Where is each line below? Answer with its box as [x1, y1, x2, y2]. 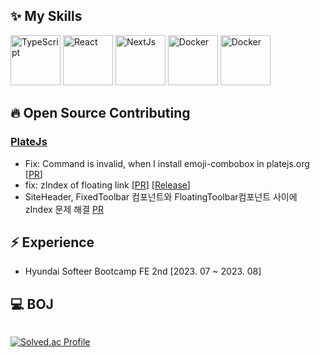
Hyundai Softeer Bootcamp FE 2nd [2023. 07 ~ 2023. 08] [24, 265, 262, 278]
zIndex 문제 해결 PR [24, 203, 104, 215]
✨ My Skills [10, 8, 83, 25]
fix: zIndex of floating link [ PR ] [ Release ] [24, 179, 191, 191]
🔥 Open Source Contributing [10, 105, 191, 122]
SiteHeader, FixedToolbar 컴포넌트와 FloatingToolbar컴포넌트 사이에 [24, 190, 298, 203]
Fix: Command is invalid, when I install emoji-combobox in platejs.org [24, 157, 310, 169]
